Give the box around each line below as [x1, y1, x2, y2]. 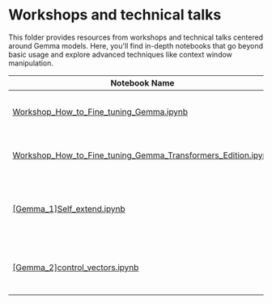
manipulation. [8, 58, 54, 68]
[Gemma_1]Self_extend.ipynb [12, 203, 125, 214]
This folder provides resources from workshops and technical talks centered [8, 32, 264, 42]
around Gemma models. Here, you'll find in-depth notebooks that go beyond [8, 40, 264, 50]
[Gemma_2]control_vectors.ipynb [12, 261, 139, 272]
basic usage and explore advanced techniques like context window [8, 49, 233, 59]
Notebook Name [110, 77, 175, 88]
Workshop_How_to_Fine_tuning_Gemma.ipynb [12, 106, 189, 117]
